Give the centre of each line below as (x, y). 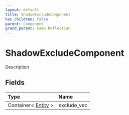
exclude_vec (73, 105)
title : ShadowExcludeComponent (38, 14)
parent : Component (24, 24)
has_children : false (27, 19)
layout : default (22, 10)
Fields (15, 83)
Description (17, 67)
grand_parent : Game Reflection (38, 28)
